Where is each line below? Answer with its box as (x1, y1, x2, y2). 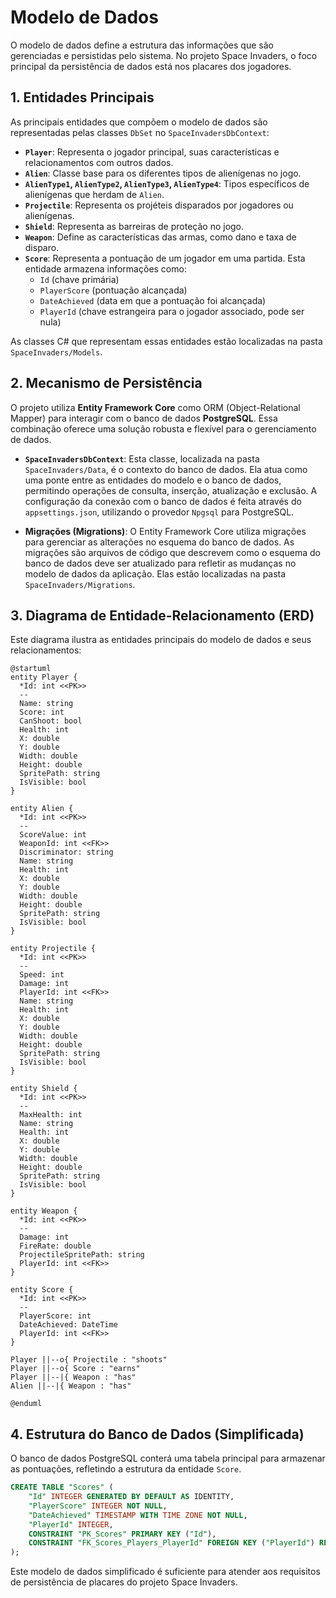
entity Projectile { (10, 944, 97, 954)
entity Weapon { (10, 1206, 78, 1216)
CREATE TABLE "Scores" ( (10, 1482, 114, 1493)
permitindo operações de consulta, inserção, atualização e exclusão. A (24, 484, 318, 496)
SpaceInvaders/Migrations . (24, 578, 136, 590)
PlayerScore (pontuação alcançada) (39, 284, 188, 296)
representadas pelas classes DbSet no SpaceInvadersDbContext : (10, 126, 270, 138)
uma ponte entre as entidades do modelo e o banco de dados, (24, 474, 282, 486)
